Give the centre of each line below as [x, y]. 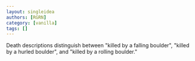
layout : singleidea [30, 12]
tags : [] [17, 28]
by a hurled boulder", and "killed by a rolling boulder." [72, 52]
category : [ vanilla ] [32, 23]
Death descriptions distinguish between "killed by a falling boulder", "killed [98, 45]
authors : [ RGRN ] [26, 17]
